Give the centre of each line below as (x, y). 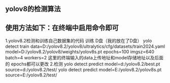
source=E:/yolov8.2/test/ (31, 75)
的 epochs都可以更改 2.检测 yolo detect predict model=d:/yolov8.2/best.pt (83, 64)
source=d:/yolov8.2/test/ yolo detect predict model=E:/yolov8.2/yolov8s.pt (83, 70)
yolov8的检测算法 (33, 9)
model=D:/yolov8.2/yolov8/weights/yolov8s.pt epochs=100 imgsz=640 (80, 52)
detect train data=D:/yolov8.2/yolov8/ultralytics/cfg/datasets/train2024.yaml (85, 46)
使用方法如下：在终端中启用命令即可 (62, 27)
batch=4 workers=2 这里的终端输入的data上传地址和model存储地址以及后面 (84, 58)
